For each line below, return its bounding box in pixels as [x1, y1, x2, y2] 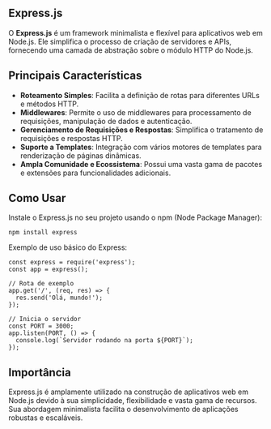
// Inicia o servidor [8, 315, 82, 324]
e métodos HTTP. [19, 99, 79, 109]
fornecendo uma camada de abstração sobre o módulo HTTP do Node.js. [8, 45, 253, 55]
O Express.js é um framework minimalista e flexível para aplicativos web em [8, 28, 263, 37]
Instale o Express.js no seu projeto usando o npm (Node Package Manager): [8, 212, 263, 222]
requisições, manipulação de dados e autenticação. [19, 116, 193, 126]
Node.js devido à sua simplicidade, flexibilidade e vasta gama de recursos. [8, 396, 257, 405]
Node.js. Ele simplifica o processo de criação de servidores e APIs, [8, 36, 232, 46]
